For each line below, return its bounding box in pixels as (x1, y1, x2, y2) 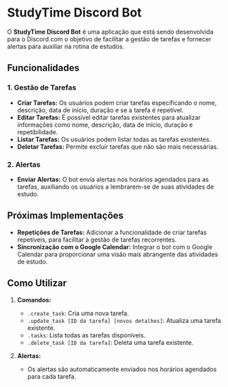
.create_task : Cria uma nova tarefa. (27, 308, 129, 317)
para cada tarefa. (27, 372, 77, 380)
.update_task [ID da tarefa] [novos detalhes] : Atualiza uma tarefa (27, 316, 221, 324)
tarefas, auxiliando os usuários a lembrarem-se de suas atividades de (16, 182, 214, 191)
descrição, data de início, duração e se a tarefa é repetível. (16, 105, 184, 114)
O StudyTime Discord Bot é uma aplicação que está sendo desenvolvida (7, 28, 214, 36)
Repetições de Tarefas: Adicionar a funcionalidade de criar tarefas (16, 228, 207, 236)
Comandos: (16, 295, 52, 304)
